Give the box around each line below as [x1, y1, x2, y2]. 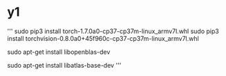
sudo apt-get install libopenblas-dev [7, 48, 111, 56]
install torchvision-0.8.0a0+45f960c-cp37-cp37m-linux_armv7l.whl [7, 34, 199, 42]
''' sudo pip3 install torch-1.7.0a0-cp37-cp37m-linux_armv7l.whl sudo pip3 [7, 27, 219, 35]
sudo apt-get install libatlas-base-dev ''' [7, 61, 122, 69]
